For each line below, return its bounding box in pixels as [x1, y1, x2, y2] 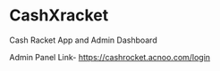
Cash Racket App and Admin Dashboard [9, 35, 158, 45]
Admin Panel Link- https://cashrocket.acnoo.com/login [9, 51, 211, 62]
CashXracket [9, 5, 109, 26]
